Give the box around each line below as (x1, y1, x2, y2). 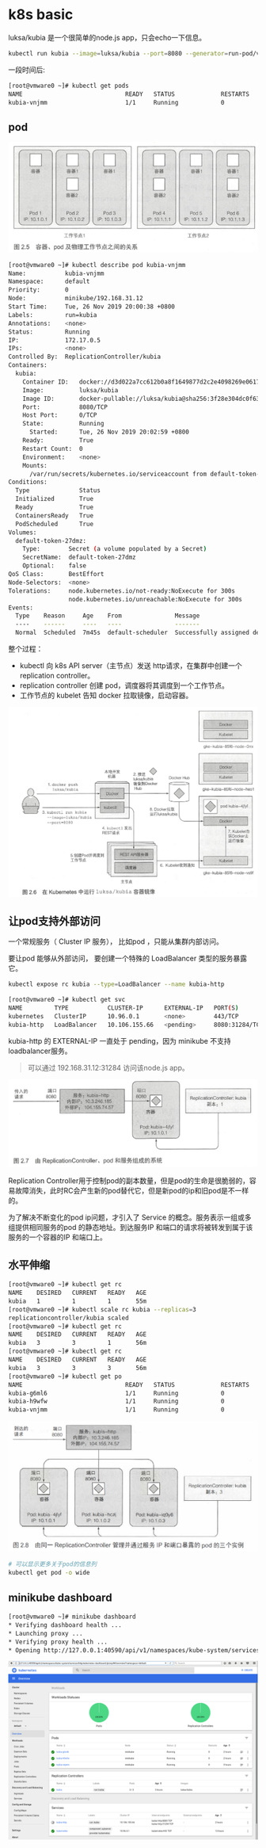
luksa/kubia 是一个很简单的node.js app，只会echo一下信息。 (8, 32, 207, 42)
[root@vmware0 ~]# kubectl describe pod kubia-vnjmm (8, 261, 186, 269)
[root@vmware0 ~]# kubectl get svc (8, 996, 126, 1004)
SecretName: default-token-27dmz (22, 553, 136, 562)
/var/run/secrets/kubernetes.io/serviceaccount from (28, 470, 207, 478)
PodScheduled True (15, 520, 93, 528)
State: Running (22, 420, 104, 428)
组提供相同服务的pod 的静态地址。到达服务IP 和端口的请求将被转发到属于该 (8, 1223, 253, 1232)
